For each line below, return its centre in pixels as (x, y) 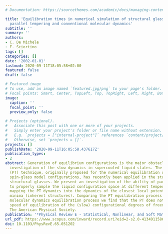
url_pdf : (14, 219)
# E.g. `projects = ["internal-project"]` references (64, 135)
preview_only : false (31, 112)
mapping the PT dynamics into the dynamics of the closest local (79, 191)
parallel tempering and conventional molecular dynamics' (71, 24)
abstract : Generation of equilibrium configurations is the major (76, 163)
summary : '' (17, 33)
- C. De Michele (22, 42)
